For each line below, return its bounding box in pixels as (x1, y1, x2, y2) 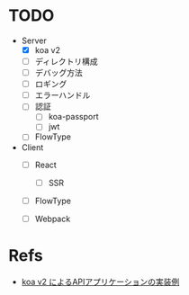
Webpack (34, 213, 71, 224)
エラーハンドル (34, 90, 91, 101)
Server (21, 35, 47, 46)
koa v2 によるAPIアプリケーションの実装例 (21, 276, 180, 287)
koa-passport (48, 112, 99, 122)
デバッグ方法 (34, 67, 83, 78)
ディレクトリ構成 (34, 56, 98, 67)
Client (21, 141, 44, 153)
